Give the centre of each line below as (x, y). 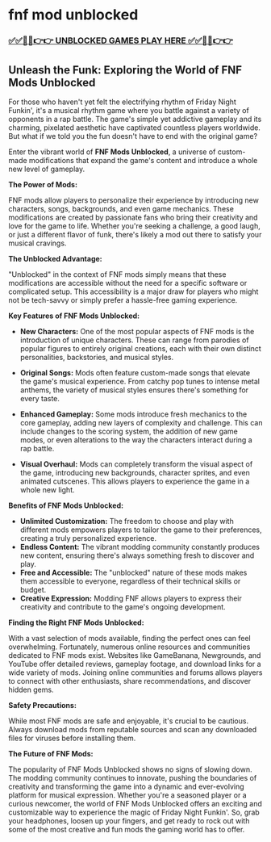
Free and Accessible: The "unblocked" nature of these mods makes (133, 572)
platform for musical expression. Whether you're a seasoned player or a (128, 795)
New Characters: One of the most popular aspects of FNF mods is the (137, 331)
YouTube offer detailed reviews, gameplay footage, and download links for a (135, 664)
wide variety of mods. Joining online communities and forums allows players (135, 672)
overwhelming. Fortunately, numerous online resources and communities (129, 647)
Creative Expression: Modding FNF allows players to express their (131, 598)
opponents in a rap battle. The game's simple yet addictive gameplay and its (135, 119)
